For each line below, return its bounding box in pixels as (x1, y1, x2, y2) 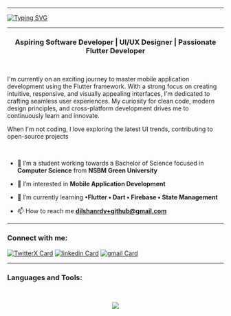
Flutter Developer (85, 46, 146, 55)
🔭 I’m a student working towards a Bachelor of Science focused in (16, 159, 204, 168)
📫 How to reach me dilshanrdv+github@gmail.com (16, 207, 167, 215)
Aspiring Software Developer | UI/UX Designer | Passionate (14, 37, 217, 47)
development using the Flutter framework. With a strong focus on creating (7, 82, 217, 90)
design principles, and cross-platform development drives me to (7, 104, 189, 112)
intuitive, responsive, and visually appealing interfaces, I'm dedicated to (7, 90, 210, 98)
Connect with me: (7, 233, 68, 243)
